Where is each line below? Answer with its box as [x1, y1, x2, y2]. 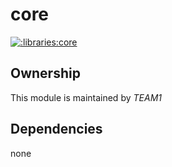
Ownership [10, 65, 81, 82]
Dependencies [10, 121, 103, 138]
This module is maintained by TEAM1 [10, 91, 162, 103]
